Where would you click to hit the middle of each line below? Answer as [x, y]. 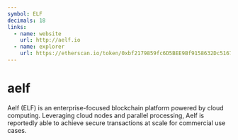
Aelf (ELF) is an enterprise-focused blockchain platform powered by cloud [116, 107]
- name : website [38, 34]
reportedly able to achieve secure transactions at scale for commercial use [117, 123]
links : [17, 27]
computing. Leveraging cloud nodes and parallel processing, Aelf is [106, 115]
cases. [17, 130]
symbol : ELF [25, 14]
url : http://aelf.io [50, 40]
